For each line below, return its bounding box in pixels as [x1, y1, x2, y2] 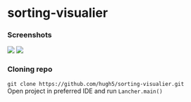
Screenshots [7, 30, 52, 40]
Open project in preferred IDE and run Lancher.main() [7, 87, 164, 95]
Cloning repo [7, 65, 53, 75]
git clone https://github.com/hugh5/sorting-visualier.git [7, 80, 185, 87]
